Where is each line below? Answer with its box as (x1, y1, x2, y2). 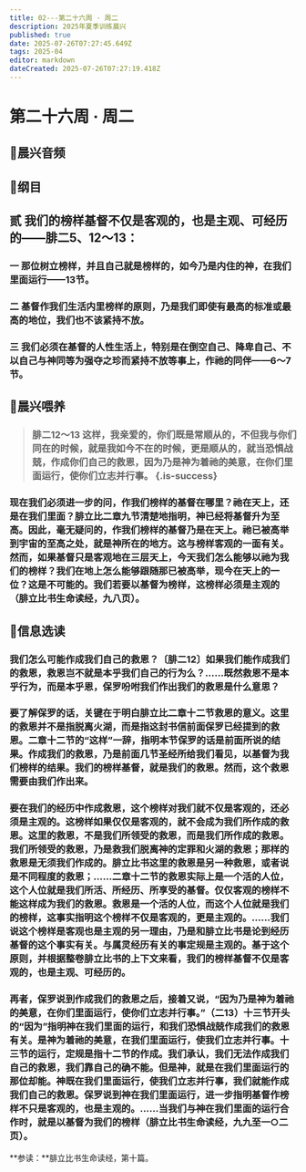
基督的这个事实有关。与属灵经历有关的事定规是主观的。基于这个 (9, 939, 290, 951)
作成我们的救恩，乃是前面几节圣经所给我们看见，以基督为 (27, 748, 280, 761)
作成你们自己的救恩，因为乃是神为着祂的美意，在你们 (50, 456, 284, 469)
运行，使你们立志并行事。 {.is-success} (41, 470, 219, 482)
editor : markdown (9, 56, 76, 65)
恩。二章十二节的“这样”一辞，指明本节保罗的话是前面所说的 (9, 734, 271, 747)
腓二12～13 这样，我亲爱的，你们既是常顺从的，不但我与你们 (31, 429, 297, 441)
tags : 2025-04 (9, 47, 64, 57)
